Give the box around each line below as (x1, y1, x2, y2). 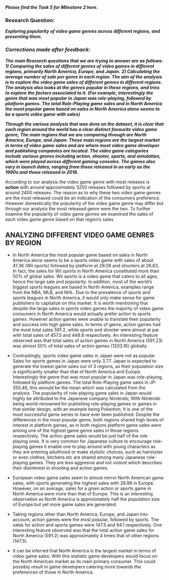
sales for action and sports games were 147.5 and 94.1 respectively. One (12, 522, 162, 528)
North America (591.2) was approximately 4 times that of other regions (12, 533, 159, 539)
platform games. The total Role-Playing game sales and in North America (5, 100, 162, 106)
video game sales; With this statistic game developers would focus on (12, 553, 157, 559)
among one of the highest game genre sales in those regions (12, 427, 139, 433)
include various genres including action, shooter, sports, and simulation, (5, 153, 161, 159)
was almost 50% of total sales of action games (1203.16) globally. (12, 343, 148, 349)
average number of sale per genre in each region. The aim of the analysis (5, 74, 162, 80)
